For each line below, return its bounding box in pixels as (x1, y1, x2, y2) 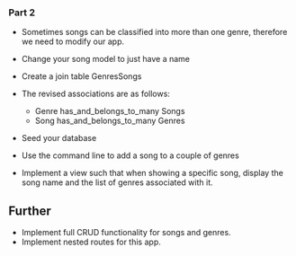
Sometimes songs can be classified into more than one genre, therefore (21, 27, 288, 38)
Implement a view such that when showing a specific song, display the (21, 168, 284, 179)
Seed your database (21, 133, 97, 144)
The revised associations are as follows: (21, 88, 170, 100)
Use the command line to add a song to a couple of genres (21, 150, 239, 161)
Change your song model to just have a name (21, 54, 191, 65)
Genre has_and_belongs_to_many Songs (34, 106, 185, 117)
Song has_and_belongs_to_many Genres (34, 115, 185, 127)
